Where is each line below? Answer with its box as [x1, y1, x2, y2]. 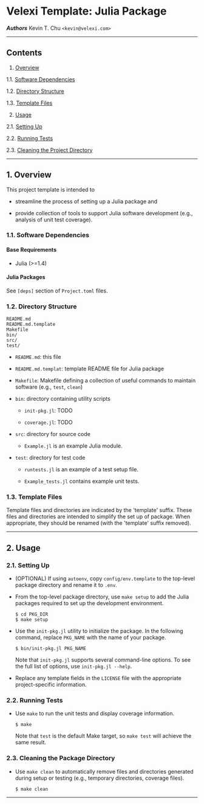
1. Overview [6, 170, 52, 180]
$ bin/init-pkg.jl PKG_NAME [15, 646, 86, 652]
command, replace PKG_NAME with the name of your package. [15, 634, 166, 641]
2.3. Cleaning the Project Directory [6, 146, 93, 153]
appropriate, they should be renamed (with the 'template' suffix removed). [6, 519, 191, 527]
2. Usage [6, 542, 41, 553]
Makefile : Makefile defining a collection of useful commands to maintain [15, 377, 196, 384]
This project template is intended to [6, 185, 95, 193]
